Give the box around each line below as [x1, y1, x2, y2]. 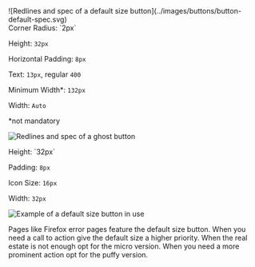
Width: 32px [8, 193, 46, 203]
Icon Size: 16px [8, 178, 58, 187]
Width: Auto [8, 101, 46, 110]
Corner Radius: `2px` [8, 23, 77, 33]
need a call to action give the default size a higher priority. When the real [8, 233, 248, 242]
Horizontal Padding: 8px [8, 54, 86, 63]
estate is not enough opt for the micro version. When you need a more [8, 241, 240, 251]
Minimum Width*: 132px [8, 86, 86, 94]
